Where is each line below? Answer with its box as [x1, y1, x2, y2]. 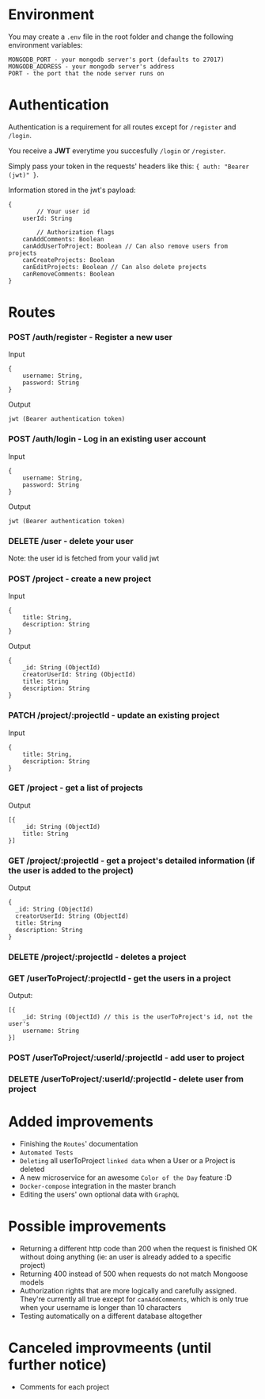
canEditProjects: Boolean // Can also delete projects [22, 263, 207, 271]
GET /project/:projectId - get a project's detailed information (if [8, 855, 256, 866]
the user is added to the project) [8, 865, 134, 876]
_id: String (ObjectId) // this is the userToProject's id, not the [22, 1013, 253, 1021]
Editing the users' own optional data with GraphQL [19, 1189, 180, 1200]
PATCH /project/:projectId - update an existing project [8, 710, 220, 721]
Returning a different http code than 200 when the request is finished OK [19, 1244, 258, 1254]
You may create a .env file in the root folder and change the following [8, 32, 233, 41]
